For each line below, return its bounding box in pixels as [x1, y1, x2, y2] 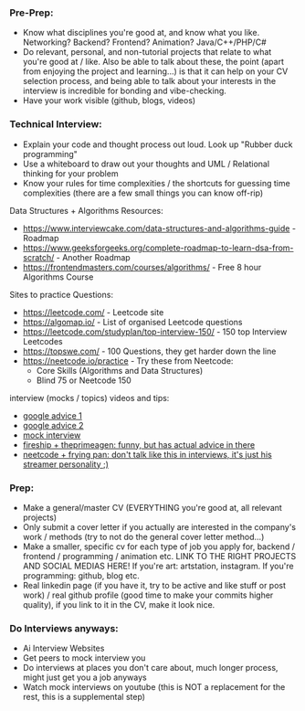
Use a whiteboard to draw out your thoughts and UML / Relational [22, 158, 270, 169]
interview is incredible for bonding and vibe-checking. [22, 85, 226, 97]
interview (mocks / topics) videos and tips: [9, 392, 170, 403]
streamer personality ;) [22, 459, 110, 470]
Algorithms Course [22, 271, 94, 282]
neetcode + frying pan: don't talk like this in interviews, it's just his [22, 449, 272, 460]
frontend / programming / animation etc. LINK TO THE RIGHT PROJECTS [22, 550, 297, 561]
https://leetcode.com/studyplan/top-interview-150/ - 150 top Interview [22, 326, 288, 337]
